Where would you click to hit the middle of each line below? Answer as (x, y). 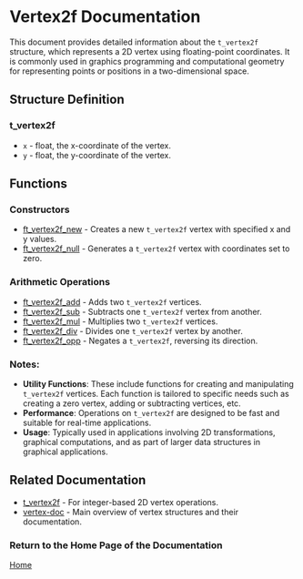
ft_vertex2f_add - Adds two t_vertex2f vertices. (112, 301)
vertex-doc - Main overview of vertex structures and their (131, 512)
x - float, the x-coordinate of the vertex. (96, 145)
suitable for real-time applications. (87, 422)
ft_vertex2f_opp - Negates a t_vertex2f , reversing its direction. (140, 340)
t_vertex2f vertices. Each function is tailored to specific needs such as (156, 393)
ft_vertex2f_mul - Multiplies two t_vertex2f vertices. (120, 321)
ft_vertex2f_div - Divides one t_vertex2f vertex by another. (132, 330)
